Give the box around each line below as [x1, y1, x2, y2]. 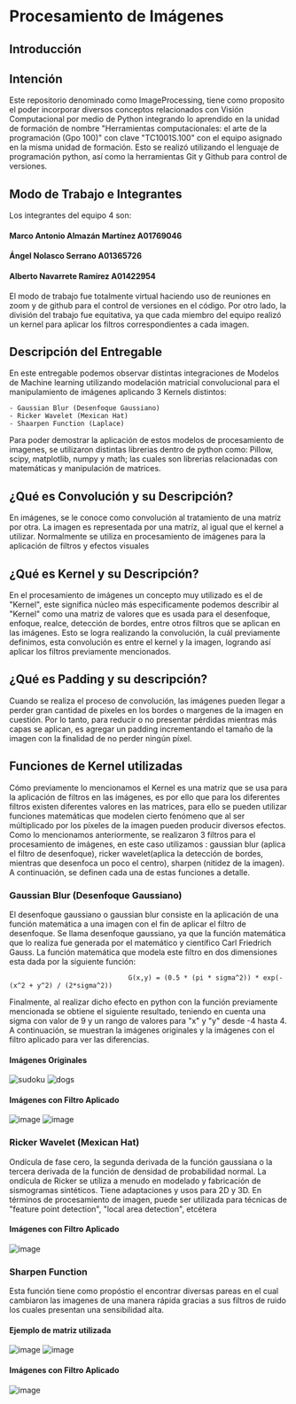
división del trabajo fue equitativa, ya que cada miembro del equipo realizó [9, 309, 282, 320]
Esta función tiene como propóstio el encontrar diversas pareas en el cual [9, 1286, 279, 1297]
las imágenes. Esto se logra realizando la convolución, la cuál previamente [9, 627, 281, 639]
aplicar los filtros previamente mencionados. [9, 647, 171, 657]
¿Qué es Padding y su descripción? [9, 671, 208, 687]
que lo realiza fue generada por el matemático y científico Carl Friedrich [9, 937, 272, 948]
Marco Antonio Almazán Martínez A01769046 [9, 230, 183, 241]
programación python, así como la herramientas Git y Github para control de [9, 151, 288, 162]
